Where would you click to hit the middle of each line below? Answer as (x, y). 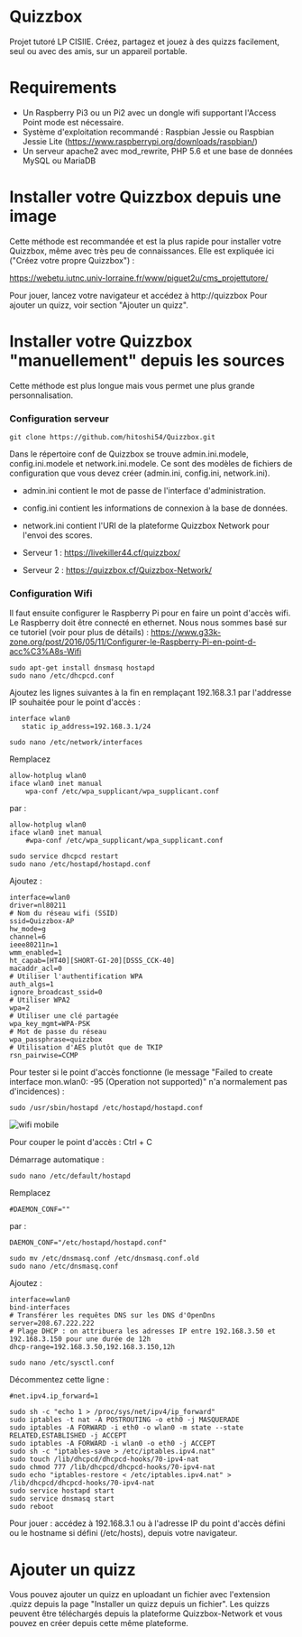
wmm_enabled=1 (36, 953)
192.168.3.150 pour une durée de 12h (80, 1339)
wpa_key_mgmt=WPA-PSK (50, 1024)
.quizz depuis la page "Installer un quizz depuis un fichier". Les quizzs (140, 1605)
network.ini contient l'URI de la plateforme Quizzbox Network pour (146, 526)
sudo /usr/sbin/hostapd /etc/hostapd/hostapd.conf (106, 1108)
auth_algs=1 (32, 985)
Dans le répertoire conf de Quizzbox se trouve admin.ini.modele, (129, 454)
